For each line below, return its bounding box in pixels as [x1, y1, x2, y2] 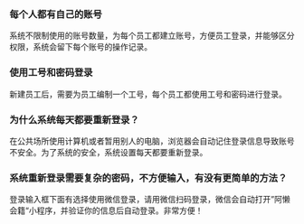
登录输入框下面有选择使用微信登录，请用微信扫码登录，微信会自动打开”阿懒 [9, 194, 291, 205]
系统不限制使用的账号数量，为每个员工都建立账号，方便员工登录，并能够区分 [9, 30, 295, 42]
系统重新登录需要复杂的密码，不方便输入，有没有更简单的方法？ [9, 172, 288, 184]
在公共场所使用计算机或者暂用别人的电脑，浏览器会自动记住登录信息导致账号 [9, 135, 295, 146]
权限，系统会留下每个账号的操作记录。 [9, 42, 152, 52]
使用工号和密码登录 [9, 66, 93, 79]
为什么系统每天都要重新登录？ [9, 113, 140, 126]
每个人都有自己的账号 [9, 7, 102, 20]
